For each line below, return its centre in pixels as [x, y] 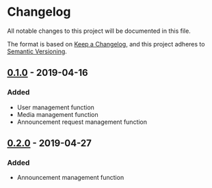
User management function [55, 107]
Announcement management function [70, 178]
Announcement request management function [82, 122]
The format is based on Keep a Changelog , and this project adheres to [106, 44]
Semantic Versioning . [37, 51]
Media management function [57, 114]
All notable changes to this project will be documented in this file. [99, 31]
